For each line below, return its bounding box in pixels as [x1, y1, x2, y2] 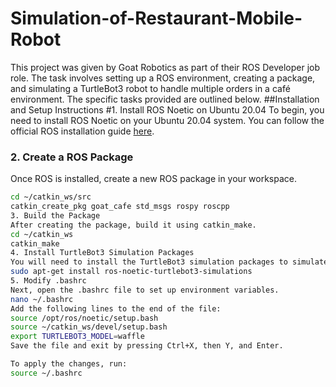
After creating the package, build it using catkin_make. [10, 220, 257, 230]
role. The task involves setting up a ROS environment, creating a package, [10, 72, 316, 84]
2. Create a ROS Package [10, 150, 134, 164]
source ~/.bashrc [10, 368, 83, 378]
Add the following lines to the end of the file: [10, 303, 222, 314]
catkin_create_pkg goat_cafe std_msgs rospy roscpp [10, 202, 230, 212]
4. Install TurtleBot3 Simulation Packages [10, 248, 195, 258]
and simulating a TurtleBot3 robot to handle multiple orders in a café [10, 82, 291, 94]
